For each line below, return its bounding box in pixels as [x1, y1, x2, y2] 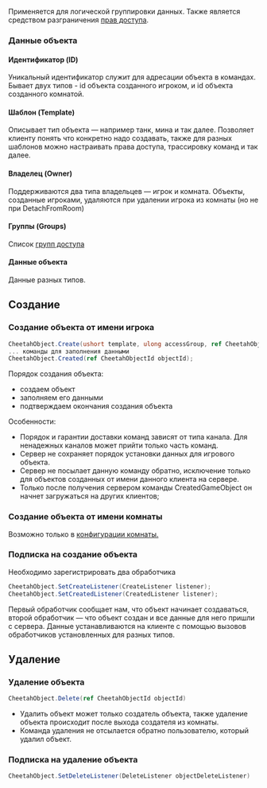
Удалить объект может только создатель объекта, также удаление [19, 709, 248, 719]
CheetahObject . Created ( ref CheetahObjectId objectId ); [8, 355, 194, 363]
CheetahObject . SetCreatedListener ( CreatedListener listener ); [8, 590, 219, 598]
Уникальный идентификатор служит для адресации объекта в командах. [8, 72, 256, 82]
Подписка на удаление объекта [8, 755, 138, 766]
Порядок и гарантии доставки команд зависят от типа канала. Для [19, 433, 248, 442]
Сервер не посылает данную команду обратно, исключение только [19, 466, 251, 476]
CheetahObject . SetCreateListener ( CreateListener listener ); [8, 582, 212, 591]
